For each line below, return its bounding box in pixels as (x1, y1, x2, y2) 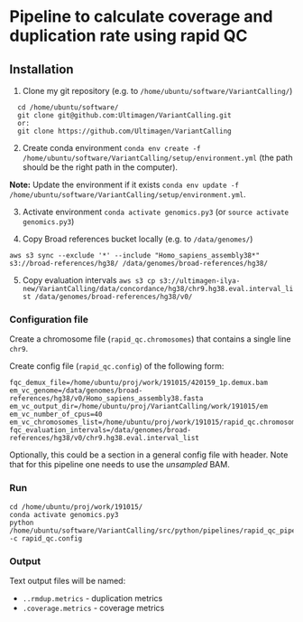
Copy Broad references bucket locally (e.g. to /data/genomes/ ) (22, 233, 253, 244)
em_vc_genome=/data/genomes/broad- (9, 386, 143, 395)
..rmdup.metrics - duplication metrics (22, 592, 163, 603)
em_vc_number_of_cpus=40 (9, 410, 103, 419)
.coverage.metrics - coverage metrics (22, 602, 165, 613)
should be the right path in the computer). (22, 162, 179, 173)
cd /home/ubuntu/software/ (17, 103, 119, 112)
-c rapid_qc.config (9, 533, 83, 543)
